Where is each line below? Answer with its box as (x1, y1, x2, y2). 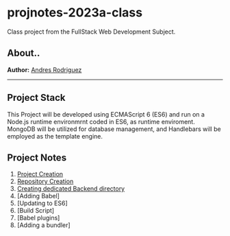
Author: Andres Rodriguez (7, 65, 82, 73)
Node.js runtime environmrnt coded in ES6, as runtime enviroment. (7, 117, 195, 126)
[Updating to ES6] (16, 199, 68, 207)
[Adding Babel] (16, 192, 60, 200)
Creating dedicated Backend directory (16, 185, 125, 193)
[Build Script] (16, 206, 55, 215)
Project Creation (16, 170, 64, 178)
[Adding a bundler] (16, 221, 71, 229)
